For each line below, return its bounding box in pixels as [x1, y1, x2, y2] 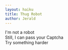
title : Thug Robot [5, 12, 42, 17]
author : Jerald [5, 16, 36, 21]
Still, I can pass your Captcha [5, 34, 64, 40]
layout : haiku [5, 7, 34, 12]
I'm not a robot [5, 30, 35, 35]
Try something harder [5, 40, 49, 46]
